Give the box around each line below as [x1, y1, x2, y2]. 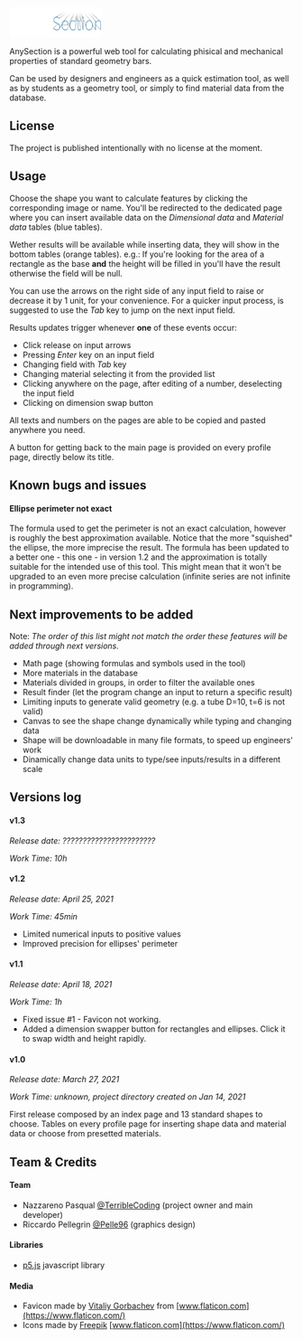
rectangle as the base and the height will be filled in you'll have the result [9, 258, 281, 269]
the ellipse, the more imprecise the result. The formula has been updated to [9, 542, 290, 553]
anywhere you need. [9, 424, 86, 435]
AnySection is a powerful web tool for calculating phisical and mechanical [9, 46, 284, 56]
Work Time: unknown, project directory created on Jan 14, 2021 [9, 1091, 246, 1102]
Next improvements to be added [9, 607, 194, 622]
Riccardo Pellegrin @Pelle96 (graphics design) [22, 1219, 197, 1230]
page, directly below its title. [9, 451, 114, 462]
